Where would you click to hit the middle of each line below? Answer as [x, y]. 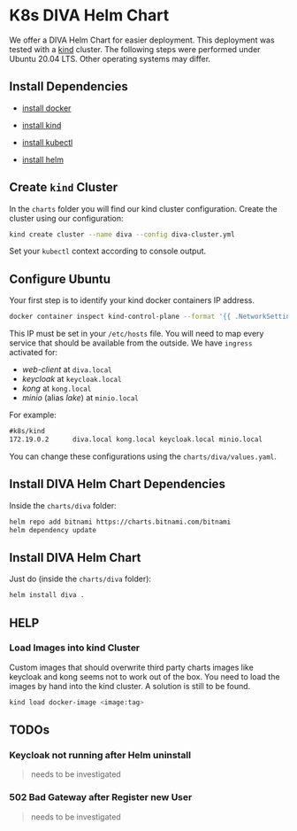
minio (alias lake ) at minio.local [80, 398]
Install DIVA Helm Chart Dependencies [117, 484]
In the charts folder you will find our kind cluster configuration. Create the [143, 208]
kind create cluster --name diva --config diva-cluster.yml [122, 234]
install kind [42, 125]
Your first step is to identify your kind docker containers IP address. [132, 300]
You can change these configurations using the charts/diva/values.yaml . [143, 456]
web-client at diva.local [67, 369]
